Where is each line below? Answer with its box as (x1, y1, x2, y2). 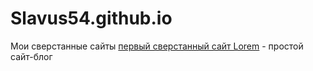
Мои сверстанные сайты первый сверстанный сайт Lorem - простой (10, 40, 304, 52)
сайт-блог (10, 50, 53, 62)
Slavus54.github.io (10, 7, 173, 30)
